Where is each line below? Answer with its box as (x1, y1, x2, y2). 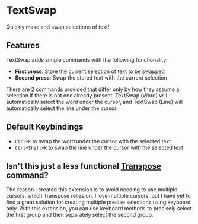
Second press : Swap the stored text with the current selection (14, 74, 167, 81)
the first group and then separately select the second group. (6, 212, 154, 219)
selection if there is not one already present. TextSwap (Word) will (6, 92, 168, 99)
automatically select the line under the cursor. (6, 105, 118, 112)
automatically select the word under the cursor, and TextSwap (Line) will (6, 98, 183, 105)
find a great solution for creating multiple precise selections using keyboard (6, 198, 191, 206)
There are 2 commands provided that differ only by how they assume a (6, 86, 180, 93)
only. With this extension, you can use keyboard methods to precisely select (6, 205, 192, 212)
